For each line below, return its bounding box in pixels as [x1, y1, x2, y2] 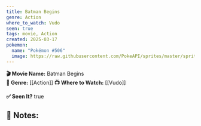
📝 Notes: [6, 110, 39, 121]
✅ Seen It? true [6, 93, 44, 100]
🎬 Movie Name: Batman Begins [6, 70, 84, 77]
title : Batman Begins [6, 8, 60, 15]
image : [11, 53, 28, 59]
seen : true [6, 25, 33, 32]
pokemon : [6, 42, 28, 48]
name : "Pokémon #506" [11, 48, 66, 54]
